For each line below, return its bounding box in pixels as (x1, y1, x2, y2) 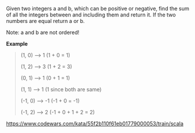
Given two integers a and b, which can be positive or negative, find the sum (6, 5, 190, 12)
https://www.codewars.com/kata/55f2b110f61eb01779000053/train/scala (6, 120, 184, 127)
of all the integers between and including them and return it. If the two (6, 11, 176, 18)
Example (6, 41, 28, 47)
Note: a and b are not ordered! (6, 29, 80, 36)
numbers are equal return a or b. (6, 18, 85, 24)
